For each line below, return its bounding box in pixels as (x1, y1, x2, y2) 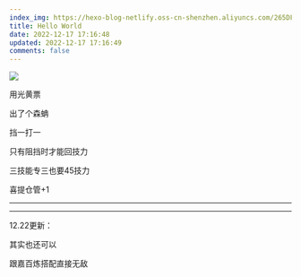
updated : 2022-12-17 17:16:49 (9, 38, 123, 48)
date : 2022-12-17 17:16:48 (9, 30, 110, 39)
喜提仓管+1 (9, 185, 49, 195)
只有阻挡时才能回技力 (9, 146, 88, 157)
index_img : (9, 13, 50, 22)
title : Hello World (9, 22, 82, 30)
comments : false (9, 47, 70, 56)
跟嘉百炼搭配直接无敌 (9, 258, 88, 269)
